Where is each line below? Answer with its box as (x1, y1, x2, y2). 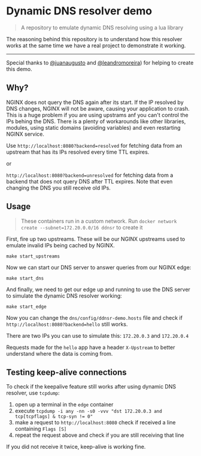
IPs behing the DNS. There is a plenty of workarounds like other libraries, (6, 118, 186, 125)
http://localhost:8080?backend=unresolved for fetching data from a (6, 172, 173, 179)
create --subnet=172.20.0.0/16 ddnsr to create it (20, 224, 143, 231)
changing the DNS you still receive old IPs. (6, 184, 111, 191)
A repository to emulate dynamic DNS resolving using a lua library (20, 24, 184, 31)
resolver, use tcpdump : (6, 390, 60, 397)
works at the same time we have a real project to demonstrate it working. (6, 42, 186, 49)
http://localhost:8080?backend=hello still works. (6, 320, 128, 328)
